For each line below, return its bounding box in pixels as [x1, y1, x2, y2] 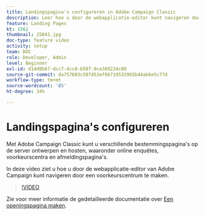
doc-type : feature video [6, 37, 70, 43]
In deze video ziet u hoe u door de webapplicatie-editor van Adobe [6, 165, 175, 172]
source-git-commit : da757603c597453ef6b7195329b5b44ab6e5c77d [6, 71, 168, 78]
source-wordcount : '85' [6, 83, 67, 89]
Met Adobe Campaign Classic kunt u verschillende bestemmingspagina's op [6, 140, 198, 147]
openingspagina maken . [6, 202, 67, 209]
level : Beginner [6, 60, 48, 66]
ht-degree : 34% [6, 89, 45, 95]
